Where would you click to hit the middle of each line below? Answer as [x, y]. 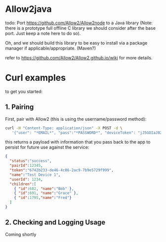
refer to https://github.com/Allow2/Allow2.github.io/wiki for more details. [79, 57]
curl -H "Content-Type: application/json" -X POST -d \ [64, 128]
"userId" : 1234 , [26, 179]
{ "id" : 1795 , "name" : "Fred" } [43, 198]
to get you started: [24, 91]
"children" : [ [23, 184]
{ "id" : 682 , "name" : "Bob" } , [44, 189]
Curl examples [35, 78]
